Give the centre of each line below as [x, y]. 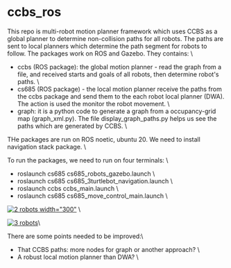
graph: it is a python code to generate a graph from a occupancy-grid [117, 111]
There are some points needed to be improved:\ [75, 236]
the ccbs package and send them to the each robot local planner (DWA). [121, 96]
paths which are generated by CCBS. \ [72, 126]
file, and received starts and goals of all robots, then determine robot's [118, 74]
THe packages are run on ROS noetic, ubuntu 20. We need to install [104, 139]
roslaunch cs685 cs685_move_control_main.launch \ [92, 196]
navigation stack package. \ [47, 146]
